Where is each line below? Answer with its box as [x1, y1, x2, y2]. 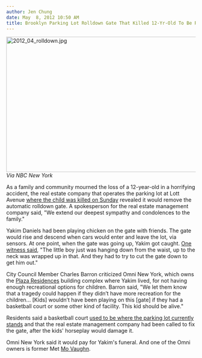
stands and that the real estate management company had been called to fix [6, 321, 195, 328]
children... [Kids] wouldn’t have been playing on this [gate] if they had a [6, 296, 183, 304]
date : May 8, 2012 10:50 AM [6, 14, 79, 20]
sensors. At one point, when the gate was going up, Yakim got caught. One [6, 240, 192, 247]
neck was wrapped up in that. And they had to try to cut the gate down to [6, 253, 188, 260]
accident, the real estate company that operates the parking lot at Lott [6, 190, 180, 197]
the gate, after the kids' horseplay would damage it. [6, 327, 134, 335]
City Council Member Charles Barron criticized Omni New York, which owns [6, 271, 194, 278]
